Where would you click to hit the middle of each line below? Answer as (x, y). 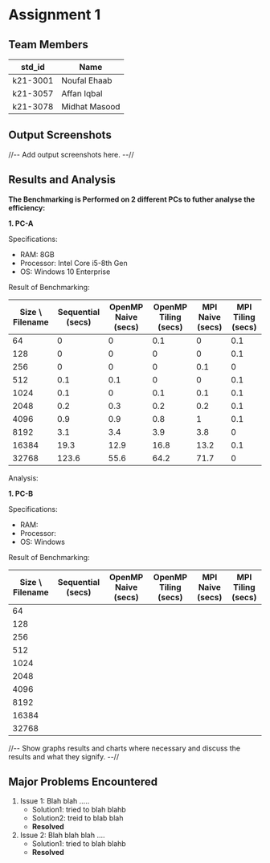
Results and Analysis (62, 180)
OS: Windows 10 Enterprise (65, 272)
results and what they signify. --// (63, 756)
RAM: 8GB (37, 254)
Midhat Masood (91, 106)
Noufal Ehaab (87, 80)
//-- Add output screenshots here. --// (71, 154)
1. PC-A (21, 223)
